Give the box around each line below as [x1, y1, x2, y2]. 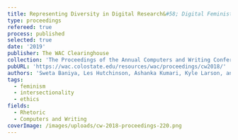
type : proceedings [7, 17, 62, 24]
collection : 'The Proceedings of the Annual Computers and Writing [7, 57, 211, 64]
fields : [7, 103, 30, 110]
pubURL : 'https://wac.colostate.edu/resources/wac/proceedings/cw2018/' [7, 63, 227, 70]
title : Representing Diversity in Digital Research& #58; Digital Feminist [7, 10, 233, 18]
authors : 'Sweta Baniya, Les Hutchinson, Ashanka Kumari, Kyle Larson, [7, 69, 223, 76]
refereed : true [7, 23, 52, 30]
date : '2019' [7, 43, 46, 50]
